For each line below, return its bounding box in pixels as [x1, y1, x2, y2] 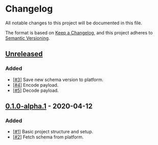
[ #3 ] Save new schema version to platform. [12, 77, 103, 83]
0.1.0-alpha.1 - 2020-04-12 [5, 102, 93, 111]
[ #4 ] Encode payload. [12, 82, 59, 88]
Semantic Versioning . [5, 35, 50, 41]
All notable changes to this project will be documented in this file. [5, 20, 143, 26]
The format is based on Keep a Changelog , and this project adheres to [5, 29, 153, 35]
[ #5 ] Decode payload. [12, 87, 59, 93]
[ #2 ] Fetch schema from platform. [12, 134, 84, 140]
